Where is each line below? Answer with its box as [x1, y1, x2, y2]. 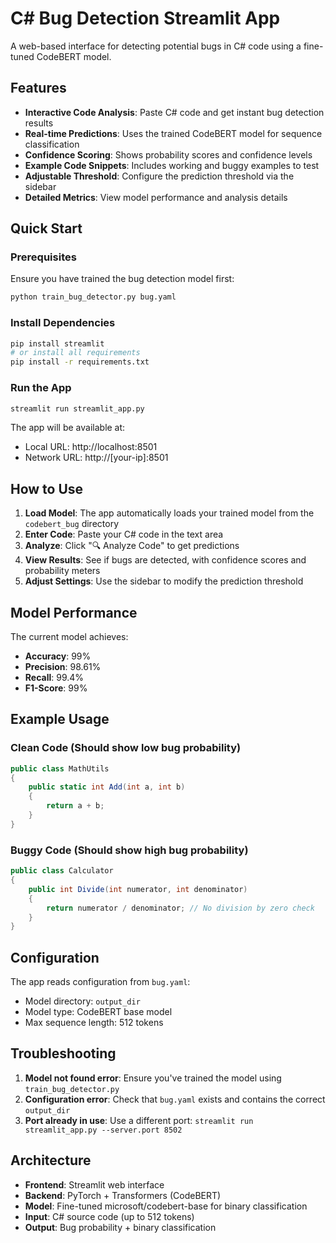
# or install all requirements [10, 348, 141, 358]
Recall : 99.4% [24, 672, 85, 684]
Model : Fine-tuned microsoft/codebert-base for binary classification [24, 1200, 308, 1212]
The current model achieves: [10, 631, 129, 643]
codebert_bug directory [24, 518, 119, 530]
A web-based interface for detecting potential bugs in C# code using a [10, 40, 302, 52]
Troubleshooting [10, 1045, 117, 1062]
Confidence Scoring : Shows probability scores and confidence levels [24, 148, 313, 161]
